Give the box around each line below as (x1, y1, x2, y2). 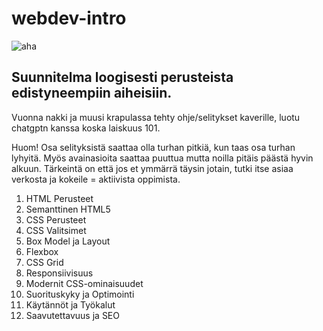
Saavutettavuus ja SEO (25, 309, 120, 321)
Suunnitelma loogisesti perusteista (11, 69, 234, 86)
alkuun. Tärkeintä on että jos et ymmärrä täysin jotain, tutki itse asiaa (11, 162, 294, 174)
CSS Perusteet (25, 213, 87, 226)
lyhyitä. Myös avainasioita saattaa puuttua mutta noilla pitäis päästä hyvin (11, 152, 314, 164)
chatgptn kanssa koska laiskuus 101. (11, 122, 161, 134)
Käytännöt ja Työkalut (25, 298, 116, 311)
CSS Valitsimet (25, 224, 87, 236)
